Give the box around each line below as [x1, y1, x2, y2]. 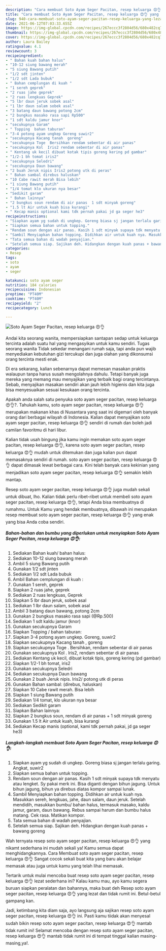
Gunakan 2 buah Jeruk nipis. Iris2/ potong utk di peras [12, 676, 124, 682]
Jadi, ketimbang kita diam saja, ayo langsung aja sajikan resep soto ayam [5, 907, 154, 913]
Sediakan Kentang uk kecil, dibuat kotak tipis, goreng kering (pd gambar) [12, 655, 161, 661]
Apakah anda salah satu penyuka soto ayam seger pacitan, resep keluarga [5, 396, 157, 402]
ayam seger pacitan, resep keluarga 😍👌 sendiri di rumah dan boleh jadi [5, 419, 152, 425]
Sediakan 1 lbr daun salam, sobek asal [12, 602, 90, 608]
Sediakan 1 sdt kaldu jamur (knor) [12, 618, 81, 624]
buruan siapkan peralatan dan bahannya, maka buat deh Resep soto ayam [5, 885, 156, 891]
